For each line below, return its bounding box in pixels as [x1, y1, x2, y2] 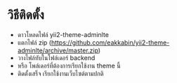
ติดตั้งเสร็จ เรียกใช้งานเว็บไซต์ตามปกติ [17, 69, 104, 77]
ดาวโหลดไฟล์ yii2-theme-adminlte [17, 30, 109, 38]
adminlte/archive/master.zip [17, 46, 98, 54]
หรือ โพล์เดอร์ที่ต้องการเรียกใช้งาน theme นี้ [17, 61, 121, 70]
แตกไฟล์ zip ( [17, 38, 51, 47]
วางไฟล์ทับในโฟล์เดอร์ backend [17, 53, 96, 62]
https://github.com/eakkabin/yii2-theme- [51, 38, 170, 47]
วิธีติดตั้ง [7, 7, 44, 23]
